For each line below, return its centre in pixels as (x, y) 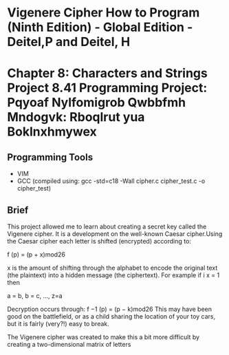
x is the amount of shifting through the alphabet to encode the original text (112, 268)
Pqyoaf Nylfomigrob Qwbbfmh (97, 103)
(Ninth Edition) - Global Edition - (100, 27)
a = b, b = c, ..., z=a (35, 296)
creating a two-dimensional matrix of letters (69, 344)
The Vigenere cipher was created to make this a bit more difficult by (103, 337)
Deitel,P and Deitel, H (69, 42)
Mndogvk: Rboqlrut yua (76, 117)
